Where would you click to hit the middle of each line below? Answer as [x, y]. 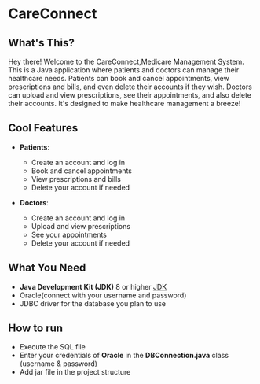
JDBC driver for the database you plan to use [93, 303]
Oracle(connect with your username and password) [103, 295]
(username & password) [59, 364]
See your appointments [69, 234]
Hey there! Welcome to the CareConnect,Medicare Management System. [126, 61]
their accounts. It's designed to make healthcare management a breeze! [125, 103]
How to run [36, 329]
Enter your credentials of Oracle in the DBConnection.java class [124, 356]
